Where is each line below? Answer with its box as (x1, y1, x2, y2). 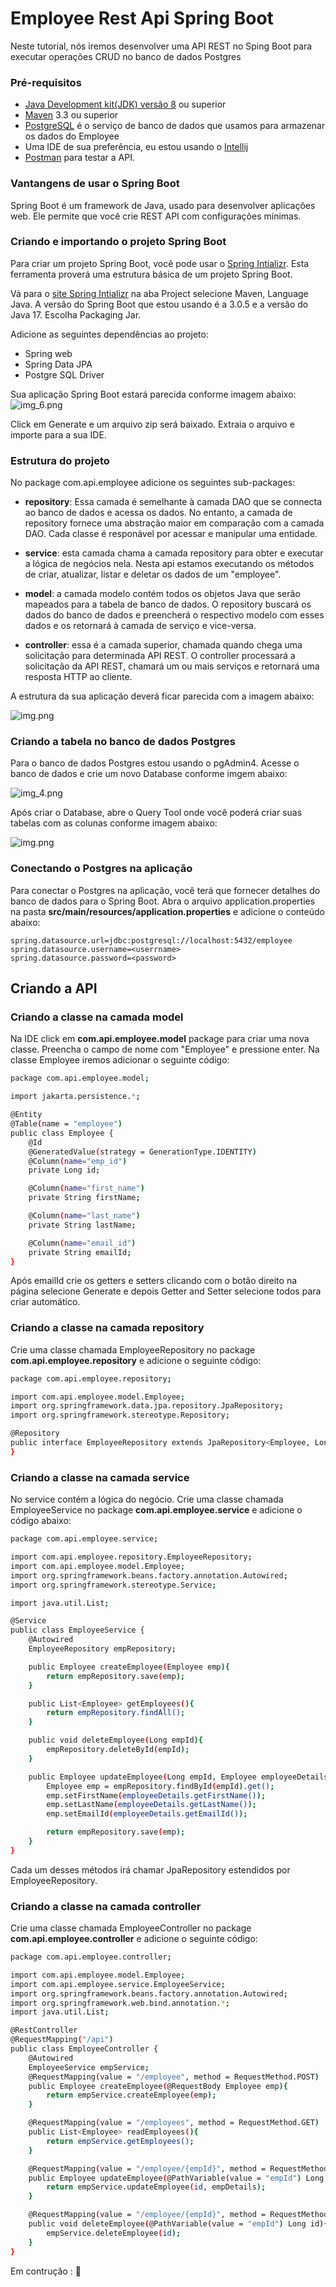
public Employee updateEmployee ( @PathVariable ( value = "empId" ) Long (28, 2173, 325, 2183)
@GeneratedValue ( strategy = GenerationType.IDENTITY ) (28, 1147, 257, 1157)
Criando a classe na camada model (10, 1010, 184, 1024)
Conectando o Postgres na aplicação (10, 862, 193, 876)
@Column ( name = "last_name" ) (28, 1211, 141, 1221)
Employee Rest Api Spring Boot (10, 7, 274, 30)
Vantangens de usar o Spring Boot (10, 177, 180, 191)
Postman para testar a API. (24, 152, 135, 164)
